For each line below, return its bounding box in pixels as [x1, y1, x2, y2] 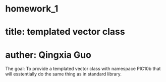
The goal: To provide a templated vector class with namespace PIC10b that [5, 66, 161, 72]
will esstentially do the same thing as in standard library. [5, 71, 122, 77]
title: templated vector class [5, 26, 125, 38]
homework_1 [5, 3, 59, 15]
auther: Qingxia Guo [5, 49, 92, 60]
